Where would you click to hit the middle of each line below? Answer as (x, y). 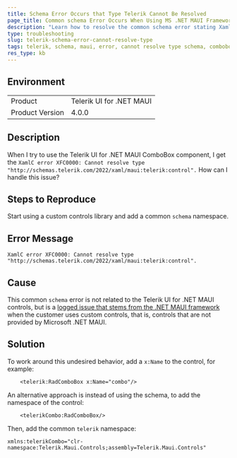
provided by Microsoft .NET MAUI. (57, 322)
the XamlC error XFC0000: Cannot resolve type (76, 162)
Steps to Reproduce (52, 199)
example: (20, 369)
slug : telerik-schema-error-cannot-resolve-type (80, 40)
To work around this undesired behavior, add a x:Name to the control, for (111, 361)
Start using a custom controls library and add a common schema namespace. (118, 216)
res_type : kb (26, 54)
